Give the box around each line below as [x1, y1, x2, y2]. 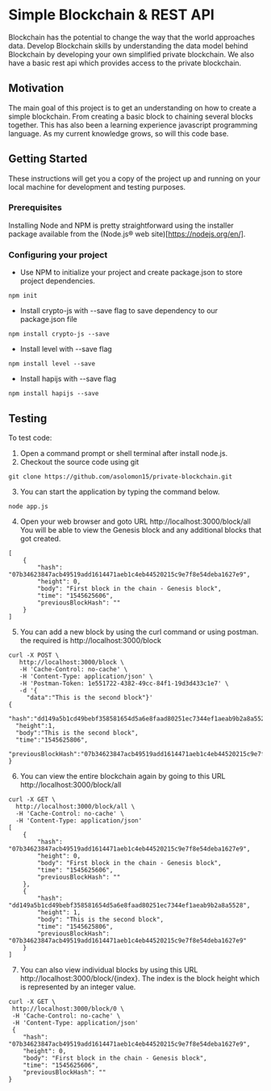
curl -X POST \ [8, 651, 60, 659]
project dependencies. [19, 276, 95, 286]
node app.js [8, 502, 48, 510]
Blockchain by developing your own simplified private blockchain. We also [8, 49, 255, 59]
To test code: [8, 433, 52, 442]
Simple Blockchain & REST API [8, 6, 215, 24]
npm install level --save [8, 360, 95, 368]
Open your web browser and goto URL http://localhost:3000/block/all [19, 516, 252, 526]
